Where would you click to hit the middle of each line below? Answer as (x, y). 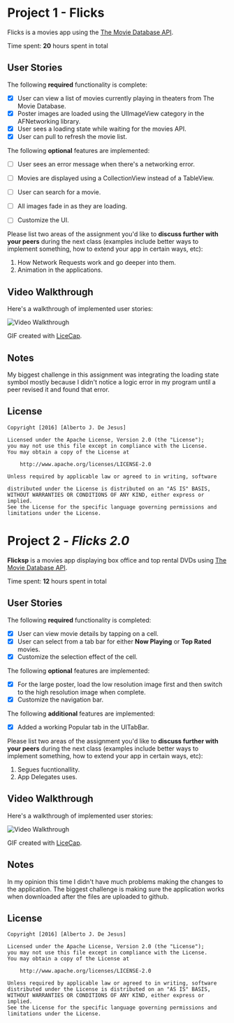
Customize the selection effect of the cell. (78, 656)
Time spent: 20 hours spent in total (58, 45)
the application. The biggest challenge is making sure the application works (116, 889)
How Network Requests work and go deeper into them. (96, 263)
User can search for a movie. (59, 192)
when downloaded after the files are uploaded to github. (88, 897)
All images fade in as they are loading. (72, 206)
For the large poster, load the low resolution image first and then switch (120, 684)
